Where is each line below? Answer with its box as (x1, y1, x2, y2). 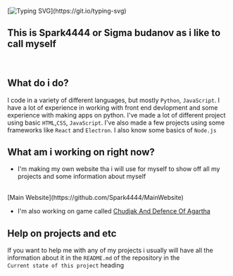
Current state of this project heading (7, 261, 125, 270)
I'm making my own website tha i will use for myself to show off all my (17, 165, 220, 173)
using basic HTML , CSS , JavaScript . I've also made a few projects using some (7, 118, 225, 127)
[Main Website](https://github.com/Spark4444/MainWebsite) (7, 194, 184, 202)
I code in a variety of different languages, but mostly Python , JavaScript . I (7, 96, 220, 104)
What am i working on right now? (7, 146, 155, 158)
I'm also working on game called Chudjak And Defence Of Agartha (17, 207, 211, 215)
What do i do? (7, 77, 69, 89)
